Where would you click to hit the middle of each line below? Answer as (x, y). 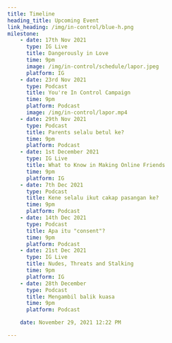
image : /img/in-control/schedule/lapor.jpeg (92, 66)
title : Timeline (31, 14)
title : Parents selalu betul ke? (75, 132)
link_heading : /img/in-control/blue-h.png (70, 27)
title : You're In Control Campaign (78, 93)
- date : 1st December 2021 (60, 152)
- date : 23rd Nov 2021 (53, 80)
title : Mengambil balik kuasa (70, 297)
